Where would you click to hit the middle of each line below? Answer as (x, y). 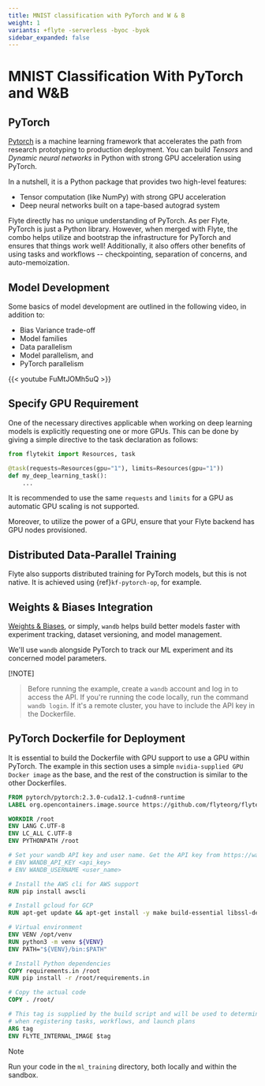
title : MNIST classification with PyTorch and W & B (97, 15)
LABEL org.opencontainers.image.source (74, 805)
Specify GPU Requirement (74, 404)
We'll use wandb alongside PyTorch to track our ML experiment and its (121, 650)
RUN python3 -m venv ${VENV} (56, 942)
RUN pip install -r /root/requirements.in (79, 978)
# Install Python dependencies (60, 964)
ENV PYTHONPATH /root (44, 841)
